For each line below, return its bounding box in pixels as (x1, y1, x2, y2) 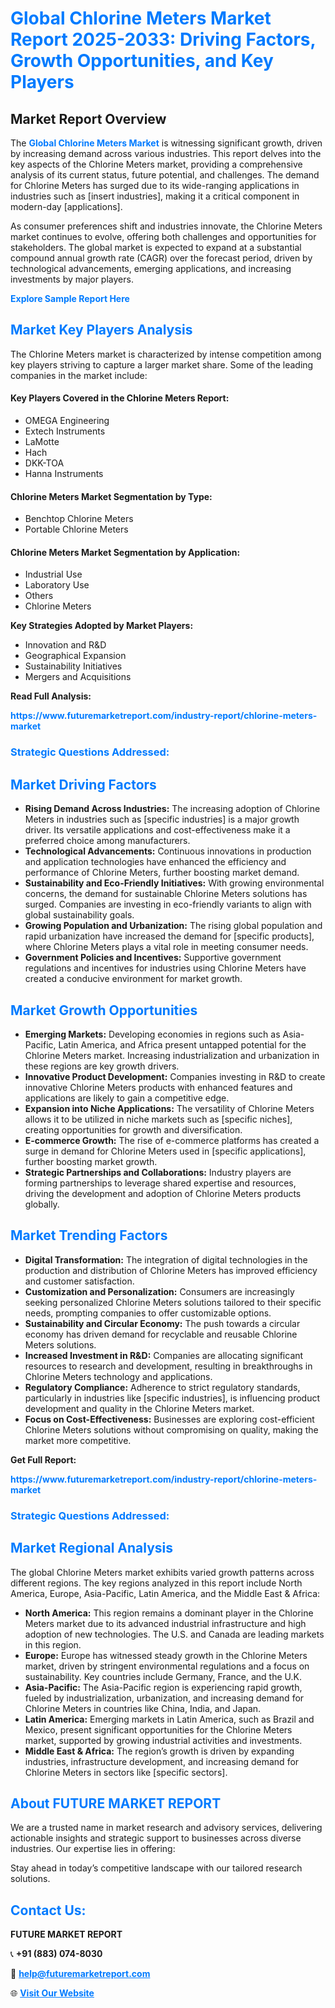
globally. (24, 1198, 60, 1210)
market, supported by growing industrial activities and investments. (24, 1734, 303, 1746)
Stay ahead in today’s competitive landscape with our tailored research (10, 1862, 303, 1874)
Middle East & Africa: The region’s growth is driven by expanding (24, 1745, 295, 1757)
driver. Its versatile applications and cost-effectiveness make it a (24, 824, 291, 836)
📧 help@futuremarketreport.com (10, 1968, 151, 1980)
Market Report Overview (10, 110, 167, 127)
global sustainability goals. (24, 909, 135, 921)
